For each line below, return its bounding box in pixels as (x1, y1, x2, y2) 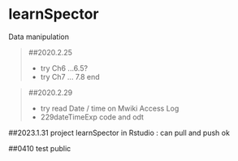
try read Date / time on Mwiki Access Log (40, 103, 180, 113)
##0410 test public (8, 143, 71, 153)
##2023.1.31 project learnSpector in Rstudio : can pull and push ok (8, 128, 230, 137)
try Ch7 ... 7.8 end (40, 72, 100, 81)
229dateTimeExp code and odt (40, 111, 145, 122)
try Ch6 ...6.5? (40, 63, 88, 73)
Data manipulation (8, 32, 69, 41)
